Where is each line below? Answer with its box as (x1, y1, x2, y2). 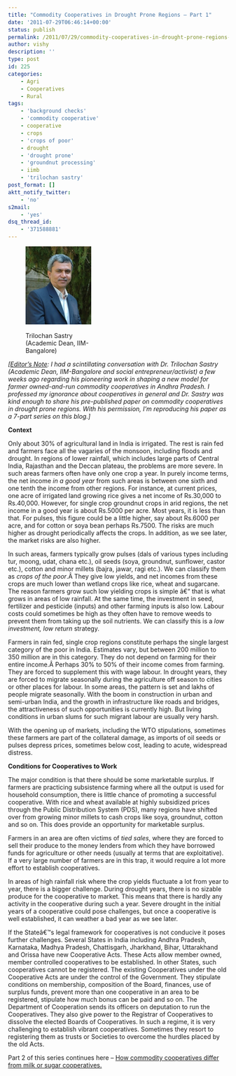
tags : (8, 100, 24, 107)
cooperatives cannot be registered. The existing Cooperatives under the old (8, 965, 227, 974)
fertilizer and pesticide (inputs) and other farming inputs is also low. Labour (8, 602, 225, 610)
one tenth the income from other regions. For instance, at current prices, (8, 484, 217, 492)
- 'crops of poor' (20, 137, 74, 144)
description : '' (8, 48, 55, 55)
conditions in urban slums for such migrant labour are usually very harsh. (8, 713, 219, 720)
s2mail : (8, 203, 31, 210)
